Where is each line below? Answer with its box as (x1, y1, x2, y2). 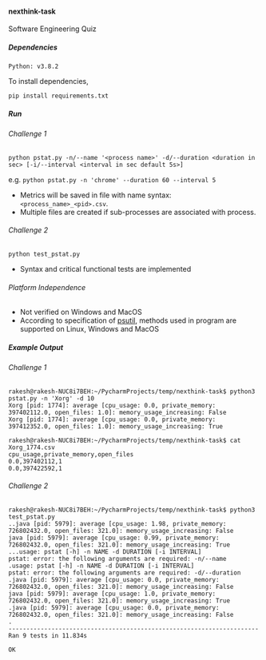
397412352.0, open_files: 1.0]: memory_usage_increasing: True (8, 422, 224, 431)
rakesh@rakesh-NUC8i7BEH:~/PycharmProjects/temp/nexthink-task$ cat (8, 436, 241, 444)
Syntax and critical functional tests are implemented (19, 264, 192, 273)
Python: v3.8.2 (8, 62, 59, 71)
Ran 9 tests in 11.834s (8, 631, 88, 639)
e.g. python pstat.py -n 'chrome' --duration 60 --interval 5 (8, 174, 216, 184)
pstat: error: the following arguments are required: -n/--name (8, 555, 227, 563)
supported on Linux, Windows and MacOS (19, 324, 160, 334)
